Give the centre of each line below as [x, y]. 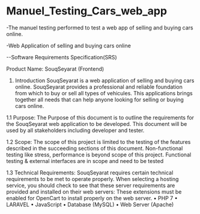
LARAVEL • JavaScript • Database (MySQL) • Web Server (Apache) [90, 204]
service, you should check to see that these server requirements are [91, 185]
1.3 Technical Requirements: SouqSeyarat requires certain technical [90, 173]
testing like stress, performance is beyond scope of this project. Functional [99, 155]
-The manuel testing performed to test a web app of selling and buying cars [100, 28]
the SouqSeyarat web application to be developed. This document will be [97, 123]
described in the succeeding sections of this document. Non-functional [95, 148]
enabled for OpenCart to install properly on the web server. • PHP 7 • [92, 198]
